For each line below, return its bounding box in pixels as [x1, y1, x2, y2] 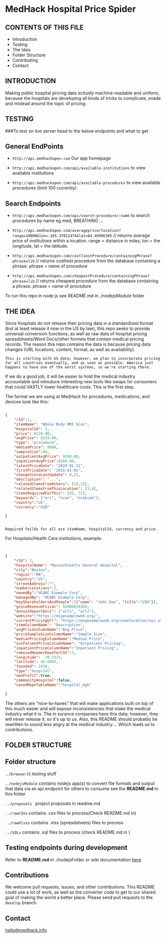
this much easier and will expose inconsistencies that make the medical [5, 706, 151, 712]
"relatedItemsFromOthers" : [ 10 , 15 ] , [14, 482, 90, 487]
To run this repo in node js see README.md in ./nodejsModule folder [5, 293, 145, 299]
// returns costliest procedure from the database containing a [36, 258, 161, 264]
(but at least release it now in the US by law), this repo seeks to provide [5, 325, 150, 332]
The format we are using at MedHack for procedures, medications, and [5, 394, 150, 400]
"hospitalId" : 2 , [14, 426, 50, 431]
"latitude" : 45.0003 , [14, 659, 58, 665]
